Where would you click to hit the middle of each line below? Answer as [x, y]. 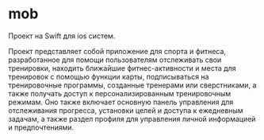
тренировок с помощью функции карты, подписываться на [109, 76]
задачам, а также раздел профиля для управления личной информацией [132, 119]
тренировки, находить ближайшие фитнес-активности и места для [122, 68]
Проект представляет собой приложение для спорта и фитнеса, [117, 51]
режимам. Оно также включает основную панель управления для [121, 102]
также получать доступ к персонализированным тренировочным [120, 93]
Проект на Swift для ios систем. [62, 36]
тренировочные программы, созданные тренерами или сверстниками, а [132, 85]
